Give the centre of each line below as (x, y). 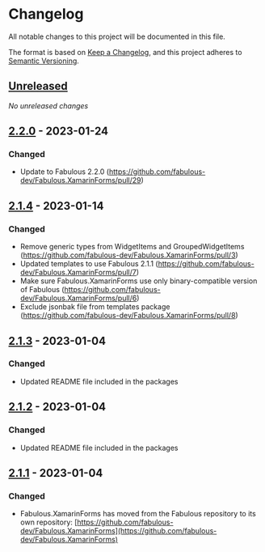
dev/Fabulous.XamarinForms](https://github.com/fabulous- (118, 531)
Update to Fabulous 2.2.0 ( (65, 172)
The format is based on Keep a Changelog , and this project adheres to (125, 52)
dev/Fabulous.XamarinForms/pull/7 (78, 273)
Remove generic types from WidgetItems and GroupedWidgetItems (132, 247)
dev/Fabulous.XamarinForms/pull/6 (78, 298)
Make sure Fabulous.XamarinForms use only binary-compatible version (139, 281)
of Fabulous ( (42, 290)
